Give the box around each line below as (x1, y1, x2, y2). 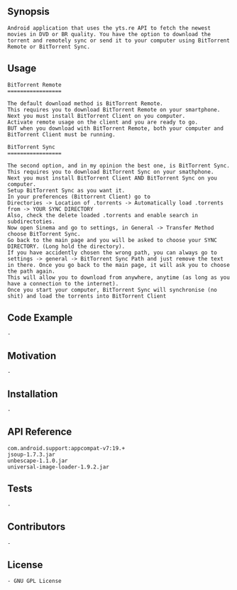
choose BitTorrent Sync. (7, 230, 81, 237)
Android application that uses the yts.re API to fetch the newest (7, 24, 211, 31)
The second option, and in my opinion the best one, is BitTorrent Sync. (7, 162, 231, 169)
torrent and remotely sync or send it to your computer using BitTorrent (7, 37, 231, 44)
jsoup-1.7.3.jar (7, 451, 55, 458)
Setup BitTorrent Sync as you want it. (7, 187, 126, 194)
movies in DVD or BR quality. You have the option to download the (7, 31, 211, 38)
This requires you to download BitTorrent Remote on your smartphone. (7, 106, 221, 113)
